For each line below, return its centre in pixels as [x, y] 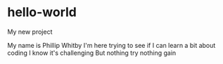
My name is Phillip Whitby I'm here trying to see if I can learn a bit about [111, 45]
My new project [30, 32]
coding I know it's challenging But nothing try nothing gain [92, 53]
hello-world [42, 12]
